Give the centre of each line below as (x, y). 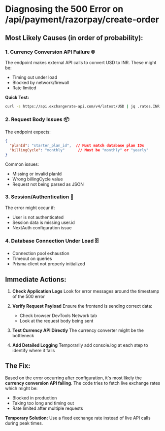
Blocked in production (34, 397)
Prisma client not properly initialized (49, 264)
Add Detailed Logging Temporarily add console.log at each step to (80, 345)
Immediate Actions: (36, 279)
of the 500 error (29, 296)
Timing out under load (35, 77)
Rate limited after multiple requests (48, 408)
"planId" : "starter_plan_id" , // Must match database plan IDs (77, 145)
